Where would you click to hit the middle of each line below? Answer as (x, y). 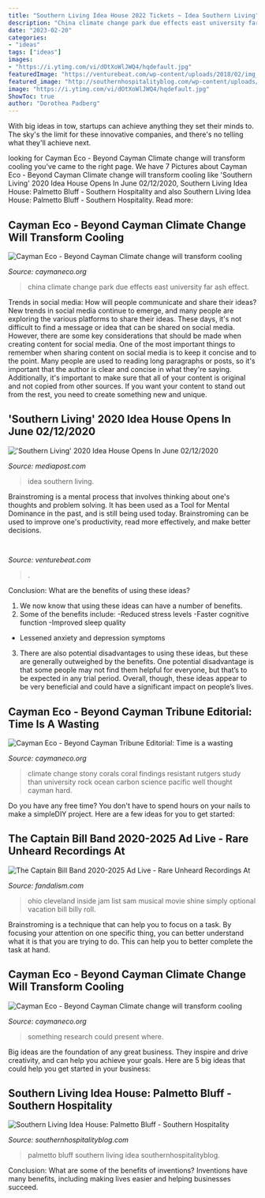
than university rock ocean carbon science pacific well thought (130, 782)
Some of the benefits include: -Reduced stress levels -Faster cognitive (134, 614)
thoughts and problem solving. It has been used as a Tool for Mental (119, 505)
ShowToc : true (32, 96)
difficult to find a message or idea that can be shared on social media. (121, 327)
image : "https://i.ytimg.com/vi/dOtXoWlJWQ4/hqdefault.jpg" (109, 89)
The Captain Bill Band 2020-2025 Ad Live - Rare (129, 839)
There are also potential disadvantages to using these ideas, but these (134, 653)
